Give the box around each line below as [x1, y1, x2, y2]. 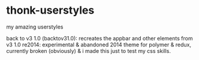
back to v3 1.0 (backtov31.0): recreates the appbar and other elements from [6, 34, 193, 42]
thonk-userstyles [6, 4, 95, 17]
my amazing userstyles [6, 23, 64, 30]
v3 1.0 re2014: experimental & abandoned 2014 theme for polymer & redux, [6, 41, 192, 48]
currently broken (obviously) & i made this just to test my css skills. [6, 47, 171, 54]
